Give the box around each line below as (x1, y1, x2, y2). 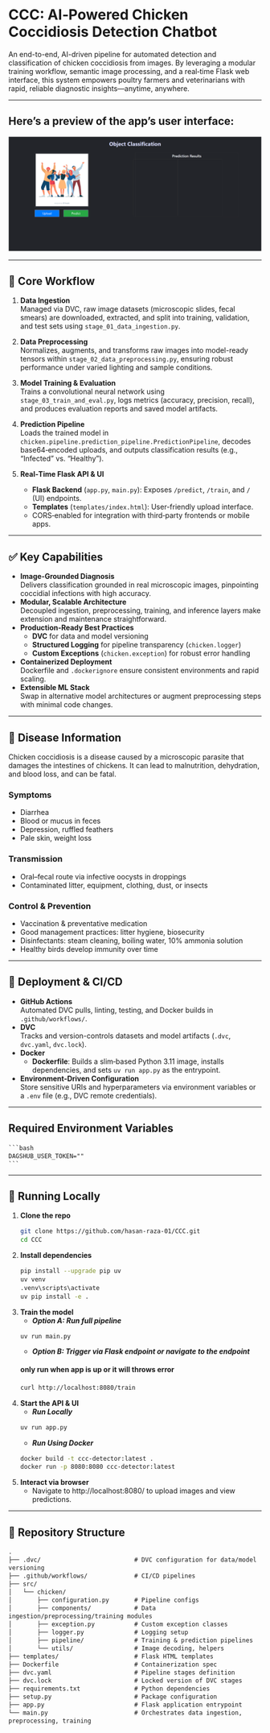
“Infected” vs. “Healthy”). (19, 453, 104, 464)
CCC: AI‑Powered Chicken (8, 6, 189, 24)
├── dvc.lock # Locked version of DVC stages (8, 1677, 243, 1685)
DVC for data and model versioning (31, 631, 149, 641)
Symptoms (8, 789, 52, 800)
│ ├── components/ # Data (8, 1604, 157, 1612)
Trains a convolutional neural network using (19, 387, 165, 396)
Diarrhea (19, 808, 50, 817)
